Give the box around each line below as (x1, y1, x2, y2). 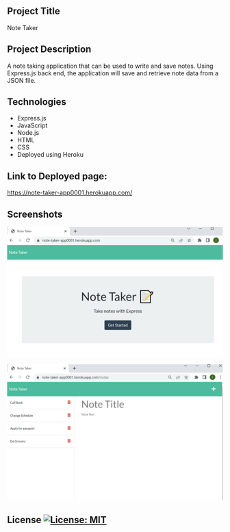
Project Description (7, 44, 92, 55)
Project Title (7, 5, 60, 17)
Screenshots (7, 208, 63, 220)
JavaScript (16, 121, 48, 129)
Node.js (16, 129, 40, 137)
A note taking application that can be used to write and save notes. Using (7, 62, 214, 70)
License (7, 514, 42, 526)
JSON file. (7, 76, 36, 84)
